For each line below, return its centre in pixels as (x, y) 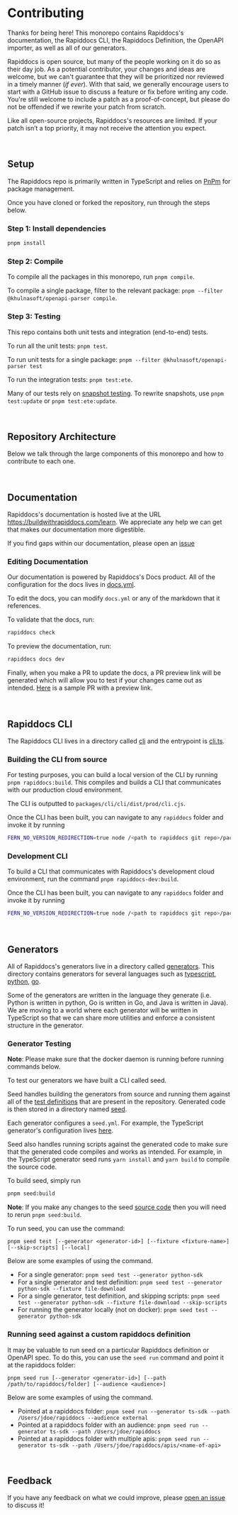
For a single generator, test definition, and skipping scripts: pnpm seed (119, 1296)
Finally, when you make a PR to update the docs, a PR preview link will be (114, 673)
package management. (41, 189)
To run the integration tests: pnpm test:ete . (70, 379)
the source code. (32, 1167)
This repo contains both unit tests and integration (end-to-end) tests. (108, 332)
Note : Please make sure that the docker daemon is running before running (116, 1059)
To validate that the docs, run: (51, 619)
